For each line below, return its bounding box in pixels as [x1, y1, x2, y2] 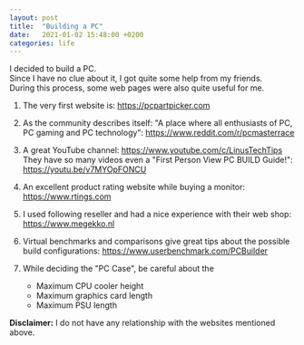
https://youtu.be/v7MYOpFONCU [22, 164, 147, 175]
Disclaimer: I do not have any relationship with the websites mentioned [9, 318, 276, 329]
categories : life [9, 38, 75, 48]
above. [9, 327, 35, 338]
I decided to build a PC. [9, 63, 97, 74]
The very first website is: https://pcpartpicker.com [22, 101, 211, 111]
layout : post [9, 13, 59, 23]
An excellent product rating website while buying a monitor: [22, 182, 246, 193]
